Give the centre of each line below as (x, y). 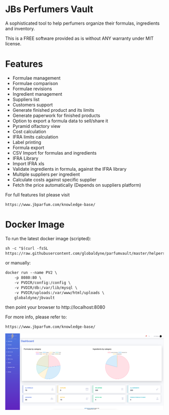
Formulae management (36, 78)
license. (13, 43)
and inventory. (20, 28)
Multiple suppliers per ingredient (46, 174)
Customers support (32, 105)
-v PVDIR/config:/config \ (43, 283)
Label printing (27, 142)
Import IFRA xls (28, 163)
